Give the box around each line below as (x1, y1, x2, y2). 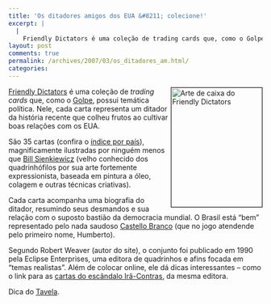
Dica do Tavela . (8, 286, 60, 296)
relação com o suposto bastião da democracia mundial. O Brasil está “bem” (8, 212, 260, 222)
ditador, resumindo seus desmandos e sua (8, 204, 150, 213)
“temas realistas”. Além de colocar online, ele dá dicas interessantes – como (8, 262, 262, 272)
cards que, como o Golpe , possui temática (8, 95, 149, 105)
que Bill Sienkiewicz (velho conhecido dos (8, 154, 148, 163)
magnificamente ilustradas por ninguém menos (8, 145, 165, 154)
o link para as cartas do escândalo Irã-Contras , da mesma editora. (8, 271, 228, 281)
